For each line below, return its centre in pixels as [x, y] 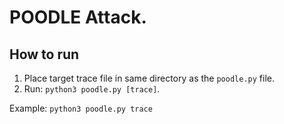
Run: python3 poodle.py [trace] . [92, 89]
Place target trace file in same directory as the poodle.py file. [149, 78]
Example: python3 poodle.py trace [81, 108]
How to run [44, 54]
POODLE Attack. [78, 17]
